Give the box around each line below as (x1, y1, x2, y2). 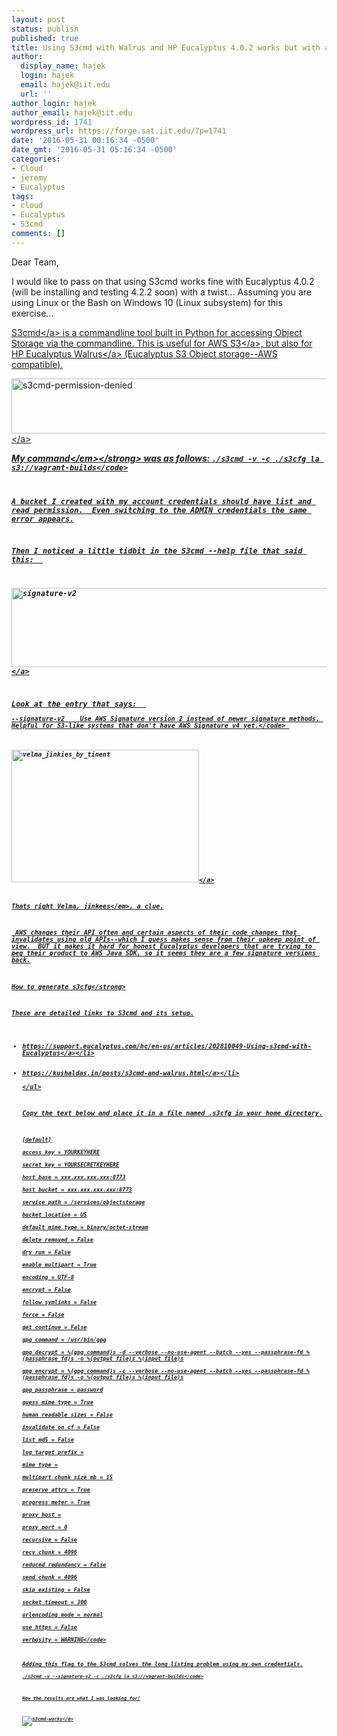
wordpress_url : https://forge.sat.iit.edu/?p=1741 (11, 126, 227, 136)
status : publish (11, 24, 79, 34)
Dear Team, (11, 256, 59, 268)
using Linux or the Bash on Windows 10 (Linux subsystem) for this (11, 296, 283, 308)
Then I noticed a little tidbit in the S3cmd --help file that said (11, 546, 303, 556)
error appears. (11, 514, 75, 524)
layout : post (11, 14, 66, 25)
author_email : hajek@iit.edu (11, 107, 133, 118)
